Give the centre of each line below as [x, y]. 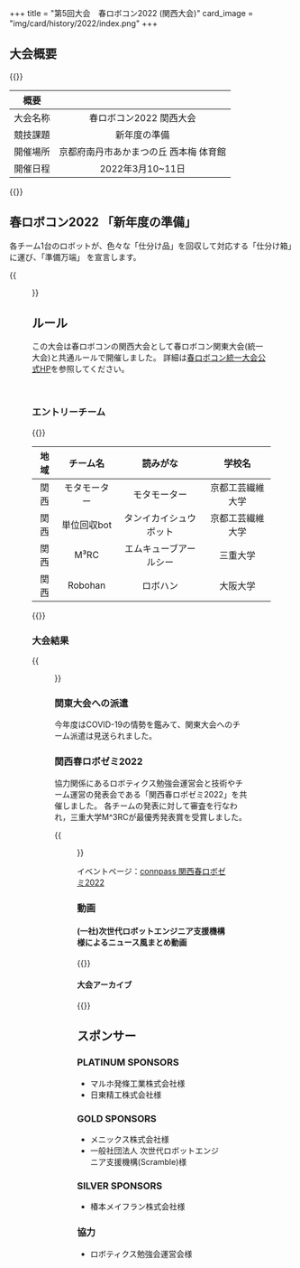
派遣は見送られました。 [114, 736]
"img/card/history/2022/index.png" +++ [83, 23]
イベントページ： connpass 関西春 [140, 871]
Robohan [86, 585]
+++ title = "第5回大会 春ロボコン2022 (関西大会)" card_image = [132, 13]
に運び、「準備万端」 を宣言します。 [75, 256]
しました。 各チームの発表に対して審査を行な [146, 806]
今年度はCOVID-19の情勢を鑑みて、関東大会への [144, 724]
